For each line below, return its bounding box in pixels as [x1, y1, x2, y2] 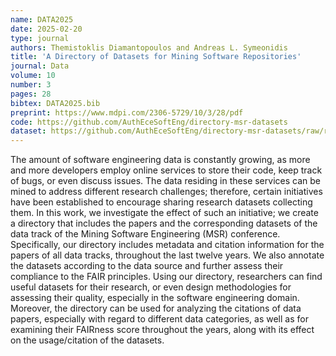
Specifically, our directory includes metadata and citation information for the [10, 239, 325, 251]
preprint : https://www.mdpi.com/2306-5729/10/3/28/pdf [10, 107, 244, 118]
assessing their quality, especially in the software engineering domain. [10, 292, 300, 304]
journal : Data [10, 61, 70, 71]
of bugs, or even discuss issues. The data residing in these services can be [10, 175, 321, 187]
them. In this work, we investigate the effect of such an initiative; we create [10, 207, 319, 219]
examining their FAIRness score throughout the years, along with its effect [10, 324, 315, 336]
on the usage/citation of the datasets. [10, 334, 165, 346]
